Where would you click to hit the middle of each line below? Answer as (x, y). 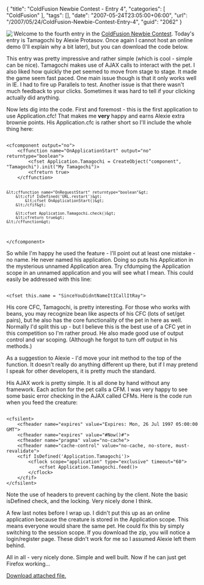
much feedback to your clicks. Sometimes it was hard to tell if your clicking (101, 91)
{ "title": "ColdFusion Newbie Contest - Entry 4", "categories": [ (86, 9)
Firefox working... (28, 564)
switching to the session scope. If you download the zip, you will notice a (98, 532)
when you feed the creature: (42, 402)
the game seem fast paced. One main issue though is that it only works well (101, 78)
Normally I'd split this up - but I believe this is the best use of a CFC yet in (99, 326)
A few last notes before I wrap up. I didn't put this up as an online (88, 513)
